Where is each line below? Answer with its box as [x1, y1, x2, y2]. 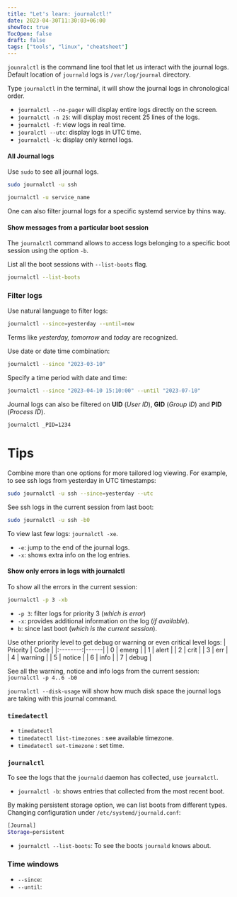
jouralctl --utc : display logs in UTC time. [17, 128, 141, 136]
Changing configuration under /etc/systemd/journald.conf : [7, 808, 181, 817]
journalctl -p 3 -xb [7, 596, 69, 603]
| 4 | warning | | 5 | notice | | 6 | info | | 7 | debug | [7, 653, 152, 662]
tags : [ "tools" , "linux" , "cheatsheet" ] [7, 43, 129, 50]
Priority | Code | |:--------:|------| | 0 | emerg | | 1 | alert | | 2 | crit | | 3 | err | [7, 645, 229, 654]
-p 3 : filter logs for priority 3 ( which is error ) [17, 609, 146, 618]
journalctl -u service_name [7, 194, 91, 201]
